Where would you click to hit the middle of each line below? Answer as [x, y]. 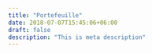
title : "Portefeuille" [45, 15]
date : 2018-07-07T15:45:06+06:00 [63, 23]
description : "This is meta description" [77, 37]
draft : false [30, 30]
